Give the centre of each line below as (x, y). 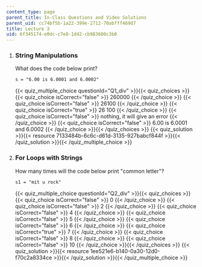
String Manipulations (46, 56)
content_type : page (31, 12)
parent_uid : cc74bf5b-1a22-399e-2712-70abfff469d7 (71, 23)
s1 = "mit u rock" (38, 182)
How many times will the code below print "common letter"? (90, 171)
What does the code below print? (56, 69)
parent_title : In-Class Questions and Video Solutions (77, 18)
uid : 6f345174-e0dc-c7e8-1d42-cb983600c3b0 (62, 34)
